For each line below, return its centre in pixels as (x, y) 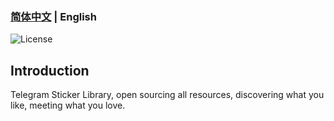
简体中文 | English (53, 16)
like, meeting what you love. (68, 105)
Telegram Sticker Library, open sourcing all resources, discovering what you (167, 95)
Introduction (50, 70)
